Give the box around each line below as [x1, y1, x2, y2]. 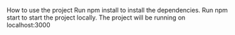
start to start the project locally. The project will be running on [6, 13, 186, 22]
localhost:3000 [6, 21, 51, 29]
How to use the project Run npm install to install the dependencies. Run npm [6, 6, 228, 14]
